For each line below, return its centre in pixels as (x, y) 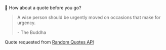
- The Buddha (32, 32)
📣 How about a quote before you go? (43, 8)
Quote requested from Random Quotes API (49, 42)
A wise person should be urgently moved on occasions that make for (89, 17)
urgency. (26, 23)
